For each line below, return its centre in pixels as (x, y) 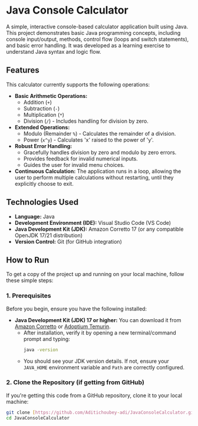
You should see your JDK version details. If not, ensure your (96, 361)
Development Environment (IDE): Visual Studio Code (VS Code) (93, 222)
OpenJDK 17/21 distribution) (49, 235)
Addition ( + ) (37, 102)
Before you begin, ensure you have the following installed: (77, 309)
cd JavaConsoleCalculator (38, 418)
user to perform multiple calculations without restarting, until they (94, 177)
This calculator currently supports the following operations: (78, 84)
